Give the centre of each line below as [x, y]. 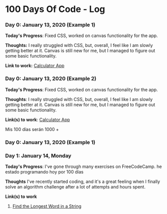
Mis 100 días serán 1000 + [32, 129]
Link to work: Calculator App [35, 65]
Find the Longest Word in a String [47, 206]
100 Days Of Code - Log [55, 9]
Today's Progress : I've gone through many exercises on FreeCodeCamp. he [83, 166]
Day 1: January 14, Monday [38, 155]
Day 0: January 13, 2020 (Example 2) [51, 78]
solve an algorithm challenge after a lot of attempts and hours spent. [75, 187]
